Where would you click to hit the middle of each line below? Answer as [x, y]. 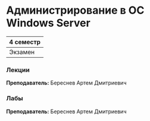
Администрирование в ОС [75, 10]
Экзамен [22, 52]
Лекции [18, 70]
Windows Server [48, 23]
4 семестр [25, 42]
